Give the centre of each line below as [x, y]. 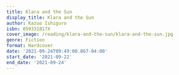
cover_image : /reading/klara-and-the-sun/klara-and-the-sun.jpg [90, 34]
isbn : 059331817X [28, 29]
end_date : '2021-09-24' [37, 62]
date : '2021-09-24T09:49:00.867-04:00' [57, 51]
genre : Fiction [26, 40]
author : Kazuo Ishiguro [37, 23]
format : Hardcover [30, 46]
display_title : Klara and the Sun [50, 18]
